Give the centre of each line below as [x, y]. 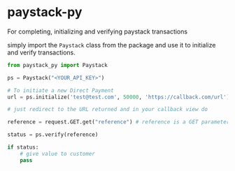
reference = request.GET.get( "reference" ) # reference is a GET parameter [119, 122]
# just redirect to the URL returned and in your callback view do [108, 110]
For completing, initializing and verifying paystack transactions [97, 31]
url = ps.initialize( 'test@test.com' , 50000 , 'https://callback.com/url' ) [119, 97]
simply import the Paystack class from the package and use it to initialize [112, 45]
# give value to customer [58, 154]
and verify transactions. [41, 52]
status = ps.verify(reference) [53, 135]
